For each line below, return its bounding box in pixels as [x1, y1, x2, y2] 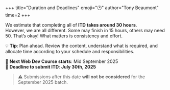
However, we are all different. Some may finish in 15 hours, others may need [5, 28, 165, 33]
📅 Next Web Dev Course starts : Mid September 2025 [5, 58, 118, 64]
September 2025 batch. [17, 79, 68, 85]
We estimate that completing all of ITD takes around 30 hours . [5, 22, 137, 28]
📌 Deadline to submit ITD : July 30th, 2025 [5, 64, 96, 70]
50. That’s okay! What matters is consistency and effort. [5, 33, 123, 39]
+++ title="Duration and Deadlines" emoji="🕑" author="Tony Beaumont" [5, 5, 159, 11]
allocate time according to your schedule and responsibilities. [5, 49, 134, 54]
